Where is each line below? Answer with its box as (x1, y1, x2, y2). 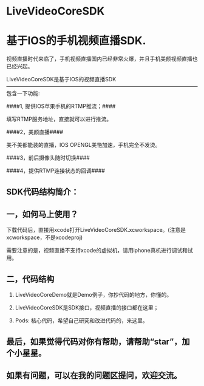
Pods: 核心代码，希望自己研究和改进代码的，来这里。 (15, 317, 148, 324)
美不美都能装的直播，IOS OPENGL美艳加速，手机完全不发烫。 (6, 141, 161, 149)
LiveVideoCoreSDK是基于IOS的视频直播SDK (6, 76, 117, 83)
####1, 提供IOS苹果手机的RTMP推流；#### (6, 103, 116, 110)
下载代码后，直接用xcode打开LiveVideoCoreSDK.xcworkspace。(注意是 (6, 226, 186, 234)
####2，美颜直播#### (6, 129, 64, 136)
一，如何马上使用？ (6, 209, 78, 219)
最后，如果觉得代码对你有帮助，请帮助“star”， (6, 336, 182, 347)
